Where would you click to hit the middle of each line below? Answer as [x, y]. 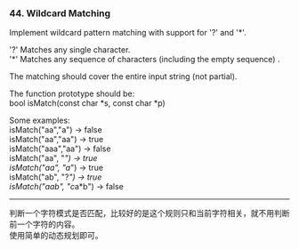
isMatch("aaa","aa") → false [60, 149]
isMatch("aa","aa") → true [57, 140]
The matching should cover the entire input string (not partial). [123, 76]
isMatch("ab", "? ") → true [56, 177]
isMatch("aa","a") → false [56, 130]
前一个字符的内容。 [44, 224]
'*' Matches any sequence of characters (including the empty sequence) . [145, 60]
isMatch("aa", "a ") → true [57, 168]
